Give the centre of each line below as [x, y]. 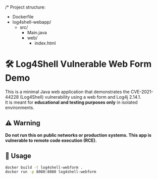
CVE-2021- [142, 92]
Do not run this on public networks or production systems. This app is [79, 135]
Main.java [37, 32]
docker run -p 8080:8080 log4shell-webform [51, 172]
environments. [20, 107]
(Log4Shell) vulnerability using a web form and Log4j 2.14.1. [80, 97]
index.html [45, 43]
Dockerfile [23, 17]
